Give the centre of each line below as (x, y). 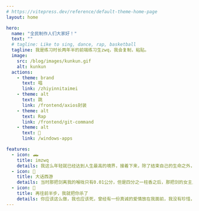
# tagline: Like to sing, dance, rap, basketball (74, 45)
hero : (13, 28)
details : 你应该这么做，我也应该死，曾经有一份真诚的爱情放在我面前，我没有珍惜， (106, 199)
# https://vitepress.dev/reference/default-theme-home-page (82, 12)
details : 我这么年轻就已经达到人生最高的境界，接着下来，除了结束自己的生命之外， (106, 166)
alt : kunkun (31, 67)
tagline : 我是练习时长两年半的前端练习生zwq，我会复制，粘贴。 (80, 50)
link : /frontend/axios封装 (54, 105)
